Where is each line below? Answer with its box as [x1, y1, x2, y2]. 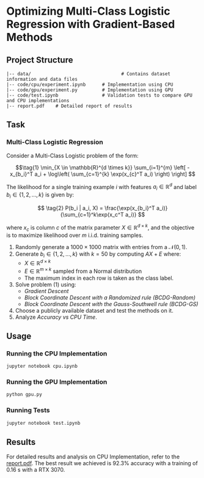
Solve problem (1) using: [15, 280, 76, 288]
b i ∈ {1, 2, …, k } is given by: [6, 191, 75, 200]
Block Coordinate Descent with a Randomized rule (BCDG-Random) [24, 294, 196, 301]
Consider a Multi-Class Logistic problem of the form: [6, 152, 139, 159]
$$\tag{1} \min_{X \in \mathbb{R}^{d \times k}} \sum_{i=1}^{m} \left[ [15, 163, 186, 171]
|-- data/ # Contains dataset [6, 71, 171, 77]
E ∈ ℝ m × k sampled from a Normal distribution [24, 266, 142, 275]
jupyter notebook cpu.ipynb [6, 363, 78, 370]
